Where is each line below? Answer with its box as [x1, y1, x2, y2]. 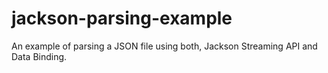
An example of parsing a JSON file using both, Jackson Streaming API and [11, 40, 318, 52]
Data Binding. [11, 50, 68, 62]
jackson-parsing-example [11, 7, 233, 30]
